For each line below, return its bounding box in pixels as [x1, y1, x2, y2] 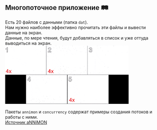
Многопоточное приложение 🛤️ [5, 3, 109, 12]
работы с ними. [5, 114, 38, 120]
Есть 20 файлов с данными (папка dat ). [5, 19, 88, 25]
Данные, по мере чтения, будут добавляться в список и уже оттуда [5, 35, 149, 41]
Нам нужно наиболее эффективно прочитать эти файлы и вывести [5, 24, 146, 30]
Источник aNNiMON [5, 119, 47, 125]
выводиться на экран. [5, 40, 52, 46]
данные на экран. [5, 30, 42, 36]
